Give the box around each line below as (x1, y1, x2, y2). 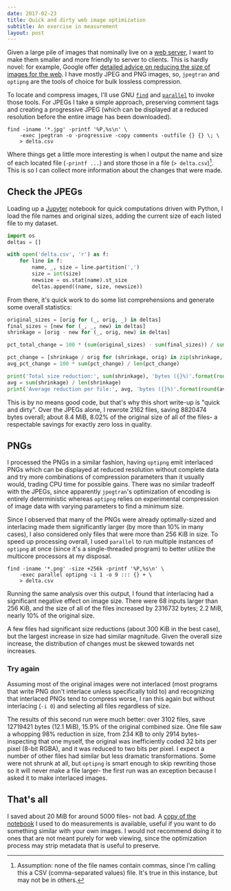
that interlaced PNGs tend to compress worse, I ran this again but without (7, 694, 215, 703)
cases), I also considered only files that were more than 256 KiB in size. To (7, 530, 219, 538)
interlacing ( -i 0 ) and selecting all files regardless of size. (7, 701, 171, 710)
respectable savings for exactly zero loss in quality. (7, 420, 153, 428)
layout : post (7, 29, 45, 37)
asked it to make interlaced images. (7, 773, 108, 782)
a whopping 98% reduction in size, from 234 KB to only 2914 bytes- (7, 730, 200, 738)
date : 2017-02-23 (7, 10, 57, 17)
